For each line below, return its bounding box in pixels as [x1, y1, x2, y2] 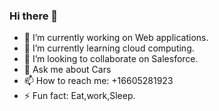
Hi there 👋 [9, 9, 59, 23]
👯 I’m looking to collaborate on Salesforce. [23, 53, 199, 65]
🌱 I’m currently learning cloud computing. [23, 42, 195, 54]
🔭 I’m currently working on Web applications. [23, 32, 209, 44]
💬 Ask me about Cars [23, 64, 112, 76]
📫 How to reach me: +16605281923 [23, 75, 174, 87]
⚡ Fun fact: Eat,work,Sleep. [23, 90, 136, 102]
